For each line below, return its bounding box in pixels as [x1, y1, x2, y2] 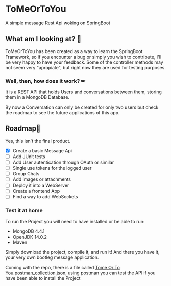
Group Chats [12, 171, 40, 177]
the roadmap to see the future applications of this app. [5, 110, 120, 116]
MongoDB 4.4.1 [12, 228, 45, 235]
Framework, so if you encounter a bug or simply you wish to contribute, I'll [5, 54, 162, 60]
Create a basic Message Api [12, 147, 72, 153]
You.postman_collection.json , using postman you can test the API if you [5, 270, 156, 276]
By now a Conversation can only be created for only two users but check [5, 104, 159, 110]
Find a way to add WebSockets [12, 194, 78, 200]
